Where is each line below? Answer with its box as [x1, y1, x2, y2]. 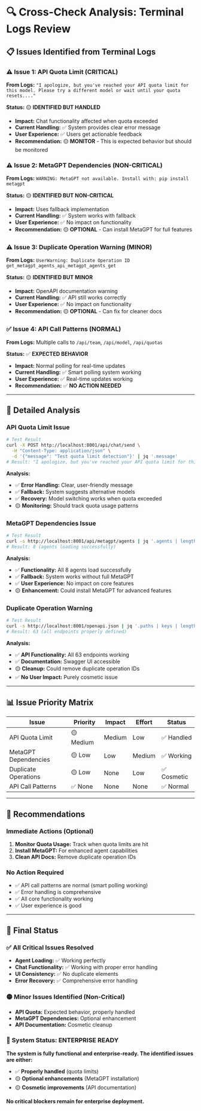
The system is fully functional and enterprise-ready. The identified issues [6, 1049, 193, 1057]
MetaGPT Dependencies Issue [6, 519, 96, 527]
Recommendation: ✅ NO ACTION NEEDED [14, 381, 121, 389]
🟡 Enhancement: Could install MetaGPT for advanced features [14, 587, 172, 594]
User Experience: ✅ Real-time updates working [14, 375, 133, 382]
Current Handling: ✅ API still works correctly [14, 294, 127, 301]
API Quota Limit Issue [6, 423, 70, 432]
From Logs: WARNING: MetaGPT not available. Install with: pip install [6, 175, 189, 182]
